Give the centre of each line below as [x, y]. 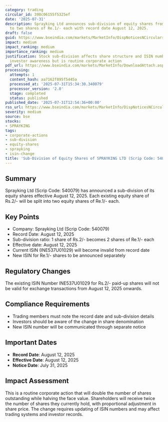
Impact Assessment [37, 381]
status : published [29, 98]
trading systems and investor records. [44, 414]
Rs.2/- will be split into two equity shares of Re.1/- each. [62, 201]
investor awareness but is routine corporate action [66, 61]
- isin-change [20, 154]
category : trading [24, 10]
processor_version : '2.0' [37, 89]
